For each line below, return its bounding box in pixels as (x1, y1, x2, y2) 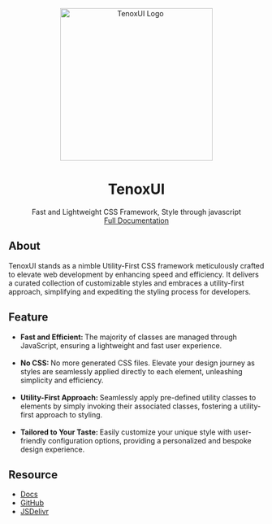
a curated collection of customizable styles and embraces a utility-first (8, 277, 245, 288)
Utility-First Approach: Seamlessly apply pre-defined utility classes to (19, 392, 257, 402)
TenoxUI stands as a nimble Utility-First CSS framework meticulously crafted (8, 260, 265, 270)
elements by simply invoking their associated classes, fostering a (19, 401, 238, 411)
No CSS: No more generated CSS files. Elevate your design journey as (19, 358, 256, 368)
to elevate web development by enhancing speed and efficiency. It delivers (8, 269, 260, 279)
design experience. (19, 444, 85, 454)
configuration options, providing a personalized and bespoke (48, 435, 252, 445)
